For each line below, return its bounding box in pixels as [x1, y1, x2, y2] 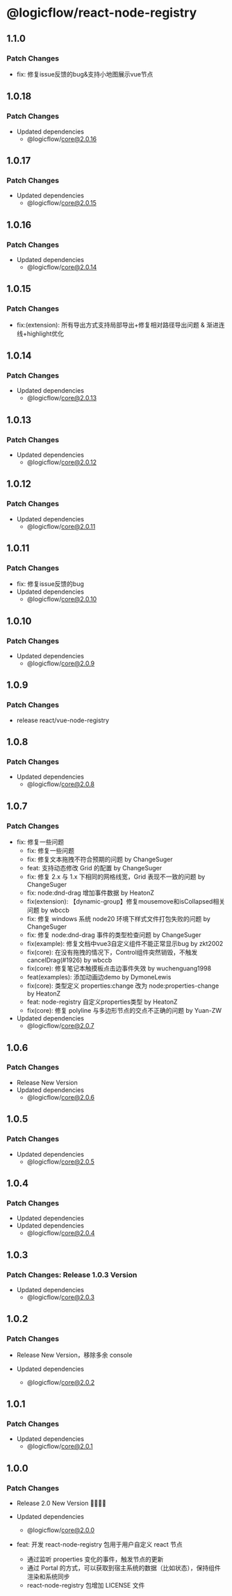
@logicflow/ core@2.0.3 [26, 1293, 95, 1301]
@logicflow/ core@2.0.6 [26, 1093, 95, 1101]
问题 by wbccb [26, 906, 70, 915]
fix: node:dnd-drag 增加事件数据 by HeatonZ [26, 888, 154, 897]
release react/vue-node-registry [16, 716, 109, 724]
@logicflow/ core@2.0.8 [26, 780, 95, 788]
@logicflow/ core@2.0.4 [26, 1229, 95, 1237]
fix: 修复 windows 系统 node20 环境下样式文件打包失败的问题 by [26, 915, 211, 923]
